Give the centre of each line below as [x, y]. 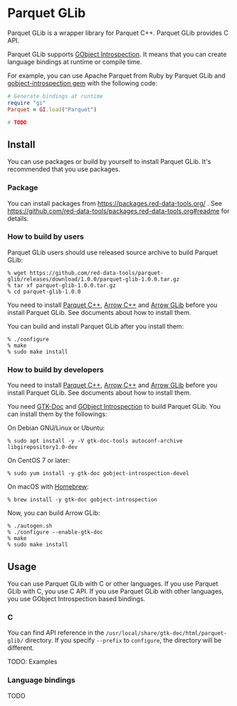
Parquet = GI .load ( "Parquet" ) [52, 109]
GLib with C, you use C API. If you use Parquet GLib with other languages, [116, 591]
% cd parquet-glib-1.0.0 [44, 291]
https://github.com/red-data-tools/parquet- [96, 273]
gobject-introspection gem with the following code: [83, 83]
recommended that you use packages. [64, 170]
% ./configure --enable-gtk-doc [55, 532]
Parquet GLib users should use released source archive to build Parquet [113, 252]
